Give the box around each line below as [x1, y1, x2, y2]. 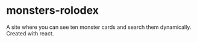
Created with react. [6, 29, 54, 37]
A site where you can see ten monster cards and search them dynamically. [6, 23, 192, 31]
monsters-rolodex [6, 4, 99, 17]
